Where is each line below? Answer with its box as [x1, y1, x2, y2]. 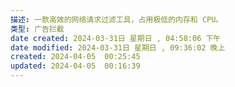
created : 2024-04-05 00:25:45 [10, 52, 141, 62]
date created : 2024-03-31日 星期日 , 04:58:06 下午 [10, 33, 222, 43]
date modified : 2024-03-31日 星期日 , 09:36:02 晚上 [10, 42, 226, 53]
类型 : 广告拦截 [10, 24, 65, 34]
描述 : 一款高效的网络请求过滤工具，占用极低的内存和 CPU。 [10, 14, 224, 25]
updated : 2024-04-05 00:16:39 [10, 61, 141, 71]
